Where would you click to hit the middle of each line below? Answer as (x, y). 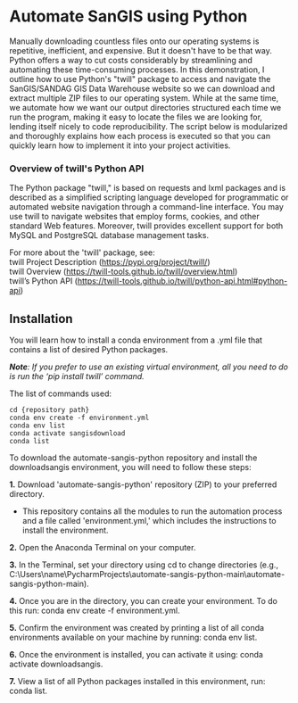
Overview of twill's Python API (77, 169)
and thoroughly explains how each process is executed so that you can (140, 136)
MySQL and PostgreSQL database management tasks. (109, 236)
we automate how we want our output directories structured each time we (145, 107)
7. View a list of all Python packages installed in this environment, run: (137, 682)
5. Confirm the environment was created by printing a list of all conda (137, 628)
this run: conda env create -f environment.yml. (95, 611)
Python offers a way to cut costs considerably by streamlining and (131, 60)
